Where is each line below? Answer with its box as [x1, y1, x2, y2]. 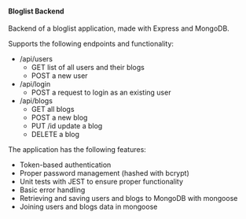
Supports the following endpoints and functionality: [8, 39, 174, 49]
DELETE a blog [31, 130, 80, 139]
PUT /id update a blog [31, 121, 103, 131]
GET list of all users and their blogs [31, 63, 145, 72]
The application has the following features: [8, 145, 147, 154]
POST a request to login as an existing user [31, 87, 171, 98]
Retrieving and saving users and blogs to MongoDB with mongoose [19, 194, 238, 203]
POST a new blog [31, 113, 88, 122]
